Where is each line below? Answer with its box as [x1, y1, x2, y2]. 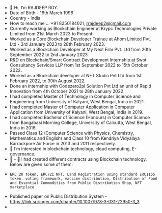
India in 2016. [9, 125, 37, 130]
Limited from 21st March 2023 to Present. [9, 31, 94, 36]
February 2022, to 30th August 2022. [9, 78, 86, 84]
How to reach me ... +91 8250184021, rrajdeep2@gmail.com [9, 20, 132, 26]
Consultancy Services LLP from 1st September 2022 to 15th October [9, 62, 148, 68]
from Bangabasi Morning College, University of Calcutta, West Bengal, [9, 120, 152, 125]
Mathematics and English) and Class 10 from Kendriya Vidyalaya [9, 135, 140, 141]
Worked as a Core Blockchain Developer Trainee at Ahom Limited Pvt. [9, 36, 151, 42]
